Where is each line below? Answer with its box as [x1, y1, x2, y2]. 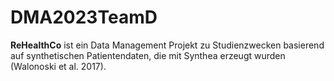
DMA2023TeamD [10, 6, 158, 29]
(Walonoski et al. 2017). [10, 60, 107, 72]
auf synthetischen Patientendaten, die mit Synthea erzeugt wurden [10, 49, 286, 61]
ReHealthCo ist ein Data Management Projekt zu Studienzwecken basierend [10, 39, 325, 51]
